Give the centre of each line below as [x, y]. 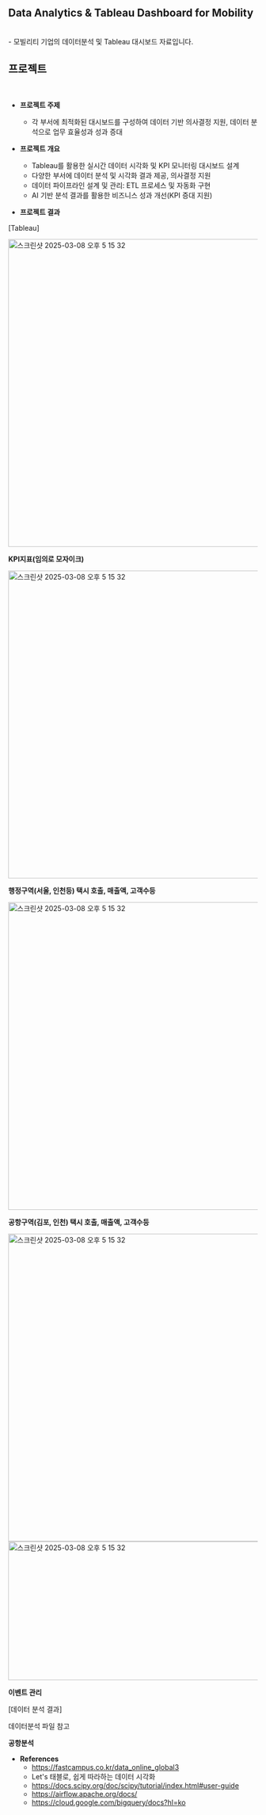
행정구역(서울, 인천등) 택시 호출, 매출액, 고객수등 [82, 890]
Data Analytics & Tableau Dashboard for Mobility [131, 13]
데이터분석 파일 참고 [39, 1726]
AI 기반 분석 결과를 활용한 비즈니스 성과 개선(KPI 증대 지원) [122, 195]
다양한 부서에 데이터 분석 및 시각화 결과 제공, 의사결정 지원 [121, 175]
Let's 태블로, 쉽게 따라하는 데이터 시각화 [93, 1776]
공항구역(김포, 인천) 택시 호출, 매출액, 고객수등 [79, 1222]
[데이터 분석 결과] [35, 1709]
